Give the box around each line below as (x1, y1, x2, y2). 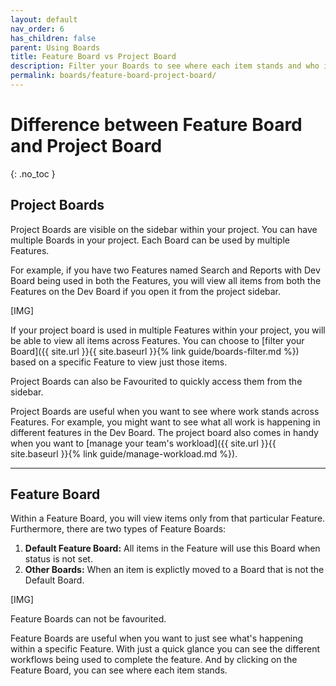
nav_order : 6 (10, 24, 65, 34)
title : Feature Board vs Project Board (10, 52, 177, 62)
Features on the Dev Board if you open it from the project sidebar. (10, 285, 282, 297)
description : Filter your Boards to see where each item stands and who (10, 61, 320, 71)
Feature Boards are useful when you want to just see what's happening (10, 632, 304, 645)
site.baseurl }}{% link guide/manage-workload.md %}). (10, 447, 238, 460)
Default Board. (24, 574, 85, 586)
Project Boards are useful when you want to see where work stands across (10, 405, 320, 417)
